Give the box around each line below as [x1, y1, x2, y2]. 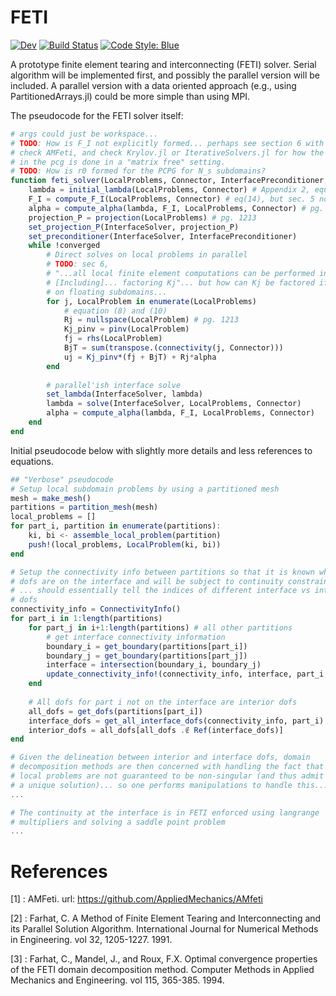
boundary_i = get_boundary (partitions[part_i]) [46, 641, 248, 651]
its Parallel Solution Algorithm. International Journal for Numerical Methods [10, 923, 319, 935]
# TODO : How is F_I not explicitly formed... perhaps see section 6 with [10, 138, 325, 148]
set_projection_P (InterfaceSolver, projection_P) [28, 222, 240, 232]
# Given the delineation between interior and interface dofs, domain [10, 752, 311, 763]
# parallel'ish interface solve [46, 380, 182, 390]
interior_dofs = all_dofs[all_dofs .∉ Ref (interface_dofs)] [28, 725, 284, 735]
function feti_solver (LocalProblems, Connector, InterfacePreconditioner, [10, 176, 329, 186]
